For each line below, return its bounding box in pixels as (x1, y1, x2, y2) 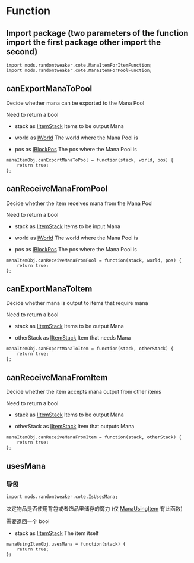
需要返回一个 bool (6, 517, 50, 525)
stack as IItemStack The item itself (14, 529, 99, 537)
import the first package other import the (6, 37, 161, 47)
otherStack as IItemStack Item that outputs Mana (14, 423, 135, 430)
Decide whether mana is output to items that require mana (6, 300, 148, 307)
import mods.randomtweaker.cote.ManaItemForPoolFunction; (6, 67, 152, 73)
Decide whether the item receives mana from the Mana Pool (6, 200, 153, 207)
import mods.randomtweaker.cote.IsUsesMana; (6, 493, 118, 500)
